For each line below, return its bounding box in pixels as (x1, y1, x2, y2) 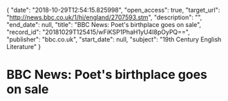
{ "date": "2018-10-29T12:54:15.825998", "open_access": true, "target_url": (6, 6, 220, 14)
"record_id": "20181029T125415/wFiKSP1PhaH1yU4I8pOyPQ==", (6, 28, 191, 36)
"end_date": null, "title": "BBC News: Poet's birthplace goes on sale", (6, 21, 202, 28)
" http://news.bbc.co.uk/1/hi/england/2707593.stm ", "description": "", (6, 13, 202, 21)
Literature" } (6, 43, 41, 50)
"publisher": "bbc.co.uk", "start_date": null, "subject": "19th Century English (6, 35, 222, 44)
